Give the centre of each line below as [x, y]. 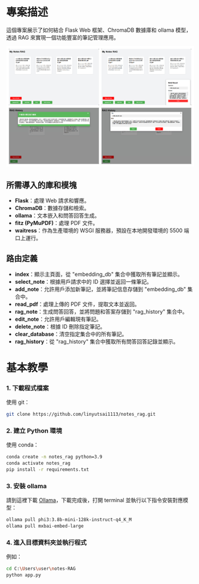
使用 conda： [23, 445]
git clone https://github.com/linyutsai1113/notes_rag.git [81, 414]
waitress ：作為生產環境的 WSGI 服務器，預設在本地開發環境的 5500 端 [102, 230]
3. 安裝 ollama [27, 486]
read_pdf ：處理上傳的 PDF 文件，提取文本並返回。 [77, 304]
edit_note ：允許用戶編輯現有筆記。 [58, 319]
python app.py [24, 575]
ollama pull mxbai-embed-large [45, 526]
